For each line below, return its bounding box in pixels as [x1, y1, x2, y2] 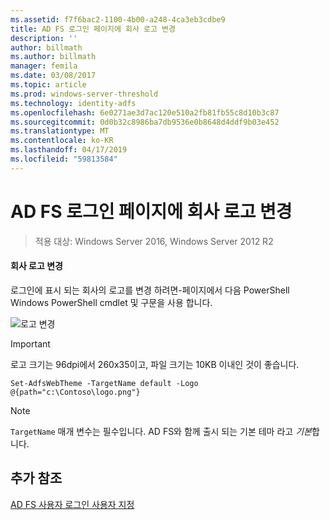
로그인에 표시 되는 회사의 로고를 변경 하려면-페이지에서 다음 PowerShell [10, 284, 290, 296]
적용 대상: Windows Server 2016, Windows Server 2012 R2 [34, 235, 274, 247]
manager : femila [10, 61, 78, 71]
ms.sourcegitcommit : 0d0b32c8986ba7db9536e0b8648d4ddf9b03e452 [10, 117, 280, 127]
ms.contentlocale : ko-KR [10, 136, 114, 146]
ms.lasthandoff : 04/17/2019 [10, 145, 128, 155]
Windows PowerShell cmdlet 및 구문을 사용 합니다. [10, 296, 213, 308]
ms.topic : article [10, 80, 87, 90]
